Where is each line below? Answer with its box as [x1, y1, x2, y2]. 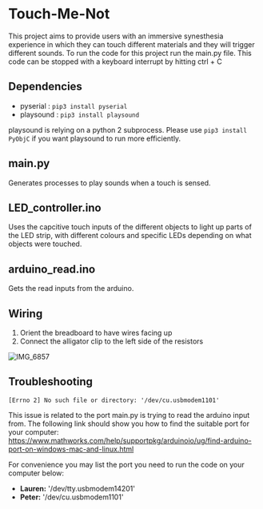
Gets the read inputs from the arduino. [8, 284, 134, 293]
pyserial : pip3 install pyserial [19, 101, 128, 110]
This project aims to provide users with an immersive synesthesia [8, 31, 224, 41]
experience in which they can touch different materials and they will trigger [8, 39, 255, 49]
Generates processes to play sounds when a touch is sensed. [8, 177, 211, 188]
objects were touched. [8, 239, 82, 249]
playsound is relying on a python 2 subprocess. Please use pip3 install [8, 125, 248, 134]
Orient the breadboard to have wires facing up [19, 328, 173, 337]
